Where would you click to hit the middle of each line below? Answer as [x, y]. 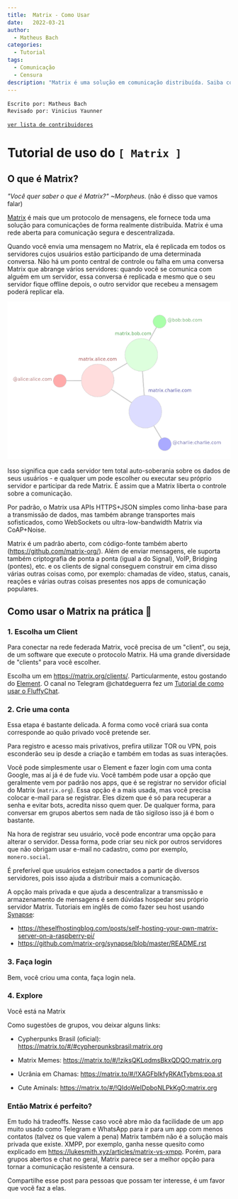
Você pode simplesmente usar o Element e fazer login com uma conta [110, 768]
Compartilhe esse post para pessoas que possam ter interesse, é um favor [116, 1181]
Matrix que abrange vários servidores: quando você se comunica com [110, 269]
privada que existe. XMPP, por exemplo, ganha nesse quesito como [106, 1144]
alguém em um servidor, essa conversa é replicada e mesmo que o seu [112, 276]
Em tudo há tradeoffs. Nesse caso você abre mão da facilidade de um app [116, 1122]
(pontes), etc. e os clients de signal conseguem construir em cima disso [112, 566]
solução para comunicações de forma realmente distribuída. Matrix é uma [115, 225]
